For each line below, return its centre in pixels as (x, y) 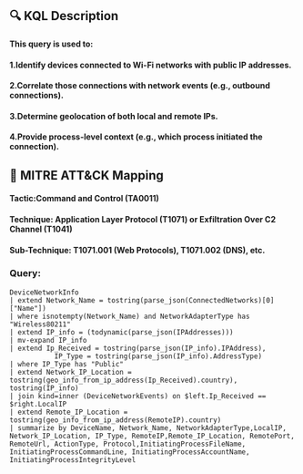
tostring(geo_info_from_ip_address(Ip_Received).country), (124, 380)
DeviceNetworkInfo (44, 292)
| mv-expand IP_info (49, 340)
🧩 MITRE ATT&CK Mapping (86, 175)
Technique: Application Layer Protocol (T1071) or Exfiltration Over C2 (143, 219)
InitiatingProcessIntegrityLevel (73, 459)
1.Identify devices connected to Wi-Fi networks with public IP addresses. (151, 65)
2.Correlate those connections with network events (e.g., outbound (140, 86)
